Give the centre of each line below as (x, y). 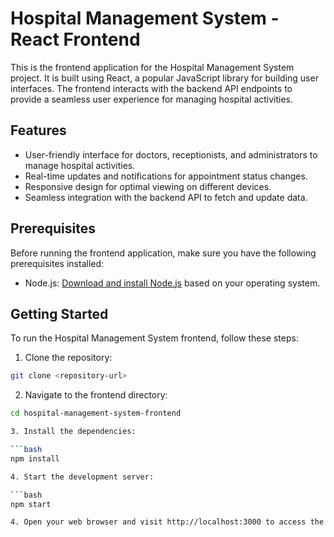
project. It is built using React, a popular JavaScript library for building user (164, 78)
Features (38, 130)
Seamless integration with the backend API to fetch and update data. (166, 197)
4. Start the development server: (82, 477)
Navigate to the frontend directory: (96, 395)
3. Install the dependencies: (73, 432)
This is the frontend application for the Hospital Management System (152, 67)
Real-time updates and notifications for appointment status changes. (166, 176)
